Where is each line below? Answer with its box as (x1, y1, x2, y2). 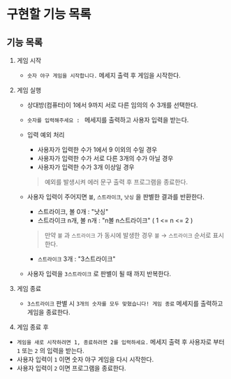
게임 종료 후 (16, 323, 50, 331)
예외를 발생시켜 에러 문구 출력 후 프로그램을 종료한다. (44, 178, 188, 186)
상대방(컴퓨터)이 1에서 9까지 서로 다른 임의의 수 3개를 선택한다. (27, 101, 198, 109)
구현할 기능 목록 (6, 6, 91, 22)
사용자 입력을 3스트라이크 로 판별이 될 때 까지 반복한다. (27, 270, 172, 278)
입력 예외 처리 (27, 131, 65, 138)
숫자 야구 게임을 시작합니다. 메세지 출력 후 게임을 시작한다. (27, 71, 181, 79)
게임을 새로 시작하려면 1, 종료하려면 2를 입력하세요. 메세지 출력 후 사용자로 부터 (16, 338, 225, 346)
